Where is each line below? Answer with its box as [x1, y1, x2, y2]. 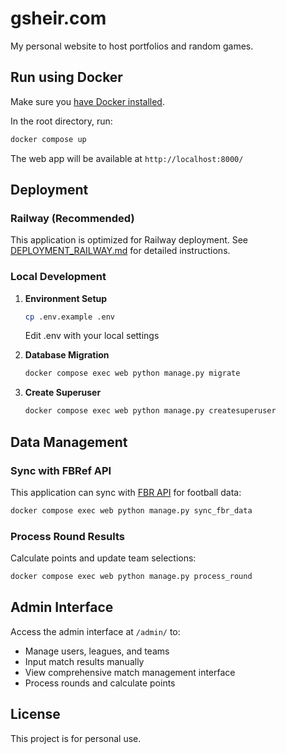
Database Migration [24, 349, 110, 361]
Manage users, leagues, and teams [24, 645, 170, 657]
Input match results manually [24, 655, 145, 667]
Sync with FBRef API [10, 463, 112, 477]
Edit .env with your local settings [24, 330, 160, 342]
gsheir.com [10, 7, 107, 30]
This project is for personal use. [10, 732, 142, 744]
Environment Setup [24, 292, 108, 304]
